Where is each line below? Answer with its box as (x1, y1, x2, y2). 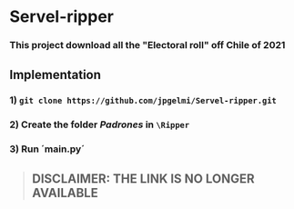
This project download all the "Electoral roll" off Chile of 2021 (9, 39, 286, 52)
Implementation (9, 66, 102, 83)
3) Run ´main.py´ (9, 143, 85, 155)
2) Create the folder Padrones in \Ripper (9, 118, 190, 131)
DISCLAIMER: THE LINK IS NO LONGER (31, 171, 255, 186)
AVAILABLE (31, 184, 98, 201)
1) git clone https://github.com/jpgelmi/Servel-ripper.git (9, 94, 278, 106)
